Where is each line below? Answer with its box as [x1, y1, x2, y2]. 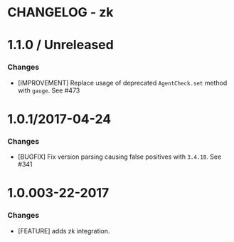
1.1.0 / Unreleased [7, 37, 114, 53]
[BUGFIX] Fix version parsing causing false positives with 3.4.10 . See [17, 152, 222, 161]
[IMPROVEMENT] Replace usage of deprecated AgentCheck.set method [17, 78, 228, 87]
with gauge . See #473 [17, 86, 80, 95]
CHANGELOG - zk [7, 4, 114, 21]
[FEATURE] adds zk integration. [17, 226, 110, 235]
